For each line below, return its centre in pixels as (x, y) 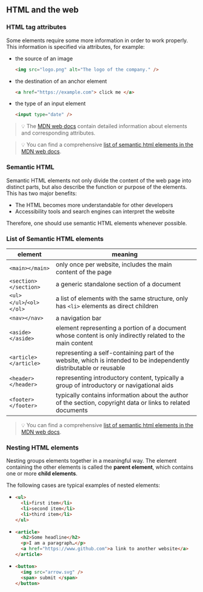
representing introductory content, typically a (120, 378)
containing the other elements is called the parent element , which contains (100, 467)
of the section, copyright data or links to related (123, 402)
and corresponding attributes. (58, 133)
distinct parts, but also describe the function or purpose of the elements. (97, 187)
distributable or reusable (91, 368)
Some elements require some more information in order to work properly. (97, 40)
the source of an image (44, 58)
